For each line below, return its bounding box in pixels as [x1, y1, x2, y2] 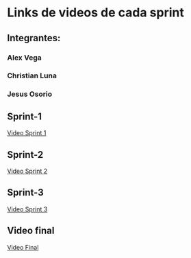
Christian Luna [7, 71, 57, 80]
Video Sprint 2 [7, 167, 48, 175]
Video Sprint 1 [7, 129, 47, 137]
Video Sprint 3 [7, 204, 48, 213]
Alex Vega [7, 53, 42, 62]
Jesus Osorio [7, 89, 53, 99]
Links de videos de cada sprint [7, 5, 185, 21]
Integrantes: [7, 32, 61, 44]
